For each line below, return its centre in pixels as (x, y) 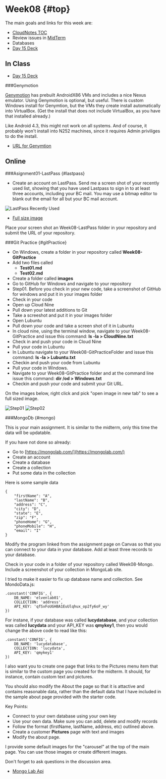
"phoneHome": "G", (33, 522)
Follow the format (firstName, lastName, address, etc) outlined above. (83, 726)
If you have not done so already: (38, 442)
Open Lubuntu (27, 320)
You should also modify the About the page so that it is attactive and (75, 686)
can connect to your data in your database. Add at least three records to (79, 549)
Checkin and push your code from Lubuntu (56, 362)
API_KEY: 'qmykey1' (34, 653)
